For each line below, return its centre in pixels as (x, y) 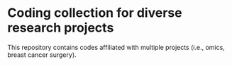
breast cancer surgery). (42, 55)
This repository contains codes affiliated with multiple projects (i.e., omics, (116, 47)
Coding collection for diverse (95, 13)
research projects (61, 28)
